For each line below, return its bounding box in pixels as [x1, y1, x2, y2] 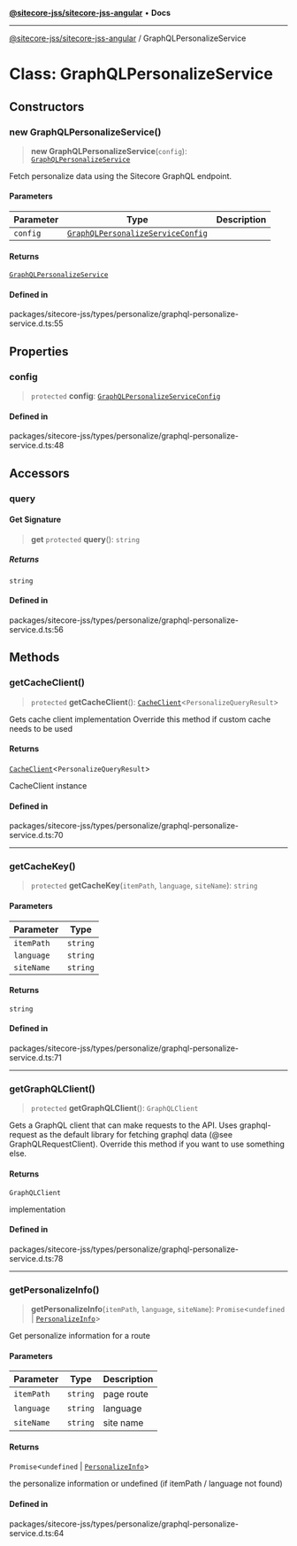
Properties [9, 344, 69, 359]
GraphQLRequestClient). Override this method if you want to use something [9, 1138, 285, 1150]
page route [103, 1388, 148, 1401]
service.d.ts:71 [9, 1053, 62, 1063]
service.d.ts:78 [9, 1253, 64, 1263]
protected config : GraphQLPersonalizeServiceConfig [30, 391, 221, 401]
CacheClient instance [9, 780, 88, 791]
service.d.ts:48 [9, 440, 65, 451]
